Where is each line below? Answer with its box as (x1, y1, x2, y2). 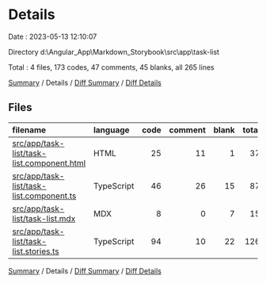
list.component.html (12, 157, 86, 168)
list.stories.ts (12, 246, 59, 257)
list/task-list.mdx (12, 212, 76, 224)
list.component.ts (12, 190, 77, 201)
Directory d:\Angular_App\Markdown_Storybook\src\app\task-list (8, 47, 220, 56)
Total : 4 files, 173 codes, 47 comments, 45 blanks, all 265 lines (8, 62, 215, 72)
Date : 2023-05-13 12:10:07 (8, 32, 97, 41)
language (93, 124, 130, 136)
